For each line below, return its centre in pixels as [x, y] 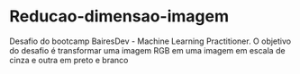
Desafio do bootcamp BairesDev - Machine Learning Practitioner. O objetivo [150, 41]
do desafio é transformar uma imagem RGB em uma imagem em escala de [147, 50]
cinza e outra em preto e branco [69, 60]
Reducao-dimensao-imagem [119, 16]
